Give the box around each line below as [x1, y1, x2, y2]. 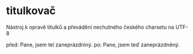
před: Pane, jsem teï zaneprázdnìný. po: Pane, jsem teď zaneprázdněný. [6, 41, 180, 48]
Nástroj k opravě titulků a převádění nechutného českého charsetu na [6, 23, 174, 31]
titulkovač [6, 4, 56, 18]
